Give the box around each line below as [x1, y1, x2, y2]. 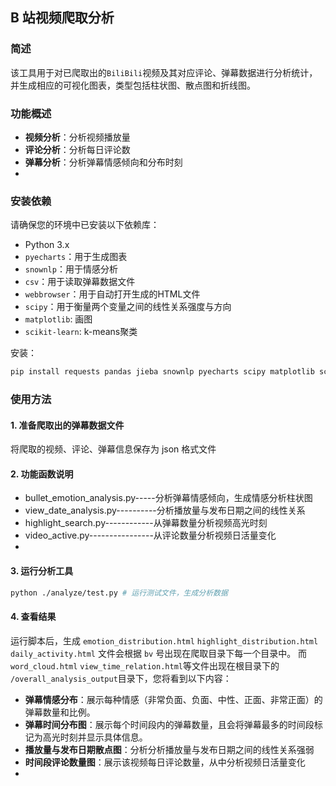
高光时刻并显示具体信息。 [42, 731, 148, 743]
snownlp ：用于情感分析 [24, 263, 118, 275]
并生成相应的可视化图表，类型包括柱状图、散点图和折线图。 [10, 79, 256, 91]
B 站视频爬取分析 [10, 9, 115, 27]
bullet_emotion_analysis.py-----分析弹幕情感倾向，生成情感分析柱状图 [24, 492, 313, 504]
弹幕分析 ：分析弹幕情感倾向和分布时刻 [24, 156, 183, 168]
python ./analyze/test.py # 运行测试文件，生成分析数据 [10, 588, 228, 598]
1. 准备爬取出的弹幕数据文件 [10, 419, 125, 431]
